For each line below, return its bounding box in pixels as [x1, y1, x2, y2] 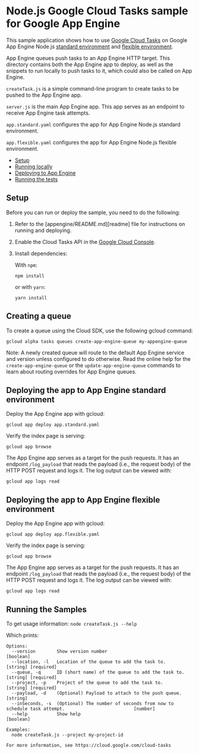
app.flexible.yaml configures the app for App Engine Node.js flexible [6, 138, 177, 146]
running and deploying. [14, 227, 72, 234]
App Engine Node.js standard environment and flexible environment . [6, 43, 173, 50]
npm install [14, 273, 45, 279]
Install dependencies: [14, 249, 68, 257]
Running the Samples [6, 604, 87, 614]
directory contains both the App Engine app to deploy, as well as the [6, 61, 173, 68]
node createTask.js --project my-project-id [11, 732, 124, 738]
